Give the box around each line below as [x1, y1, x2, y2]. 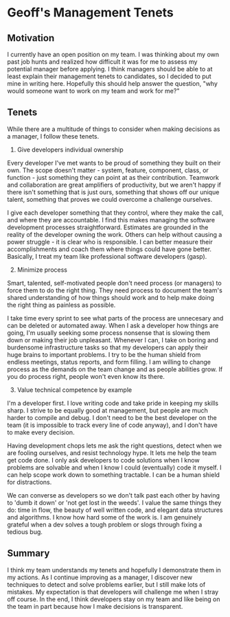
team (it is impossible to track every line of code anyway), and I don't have [7, 421, 218, 429]
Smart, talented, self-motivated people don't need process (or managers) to [7, 279, 222, 287]
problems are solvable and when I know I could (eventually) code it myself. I [7, 463, 222, 472]
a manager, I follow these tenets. [7, 132, 100, 140]
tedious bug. [7, 527, 43, 536]
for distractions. [7, 478, 52, 486]
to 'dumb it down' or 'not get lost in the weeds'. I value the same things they [7, 498, 222, 507]
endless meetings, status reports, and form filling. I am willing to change [7, 358, 211, 366]
